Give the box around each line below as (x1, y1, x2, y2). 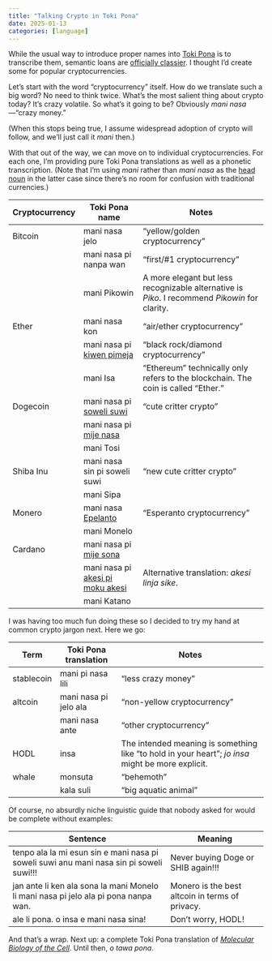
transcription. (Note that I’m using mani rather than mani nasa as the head (8, 165, 256, 175)
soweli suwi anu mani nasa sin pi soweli (12, 857, 163, 869)
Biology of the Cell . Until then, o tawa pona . (8, 943, 154, 953)
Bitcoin (12, 230, 39, 242)
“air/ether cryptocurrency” (142, 321, 244, 332)
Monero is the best (169, 881, 242, 892)
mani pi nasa (59, 668, 108, 680)
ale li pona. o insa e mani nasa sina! (12, 914, 147, 925)
